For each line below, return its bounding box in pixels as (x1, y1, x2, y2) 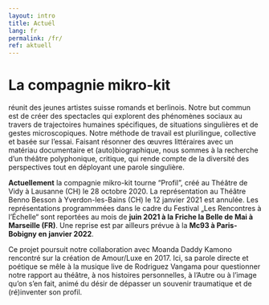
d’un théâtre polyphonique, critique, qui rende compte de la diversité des (8, 154, 250, 164)
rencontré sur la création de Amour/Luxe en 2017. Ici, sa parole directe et (8, 254, 249, 263)
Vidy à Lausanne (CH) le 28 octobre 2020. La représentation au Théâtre (8, 186, 247, 197)
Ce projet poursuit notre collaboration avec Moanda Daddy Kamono (8, 245, 233, 254)
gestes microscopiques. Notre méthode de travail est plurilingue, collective (8, 128, 257, 138)
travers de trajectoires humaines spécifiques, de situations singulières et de (8, 120, 259, 129)
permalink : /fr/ (8, 34, 63, 43)
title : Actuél (8, 19, 56, 27)
